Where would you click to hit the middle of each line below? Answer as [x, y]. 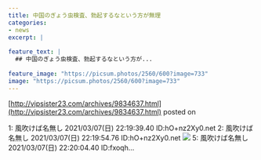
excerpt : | [26, 37]
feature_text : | [34, 52]
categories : [27, 23]
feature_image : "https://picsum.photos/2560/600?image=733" [109, 74]
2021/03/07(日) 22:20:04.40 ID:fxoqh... [71, 147]
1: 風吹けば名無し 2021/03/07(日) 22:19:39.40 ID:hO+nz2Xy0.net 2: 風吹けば [130, 128]
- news [19, 30]
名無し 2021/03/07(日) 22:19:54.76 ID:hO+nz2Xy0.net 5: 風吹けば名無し [129, 137]
